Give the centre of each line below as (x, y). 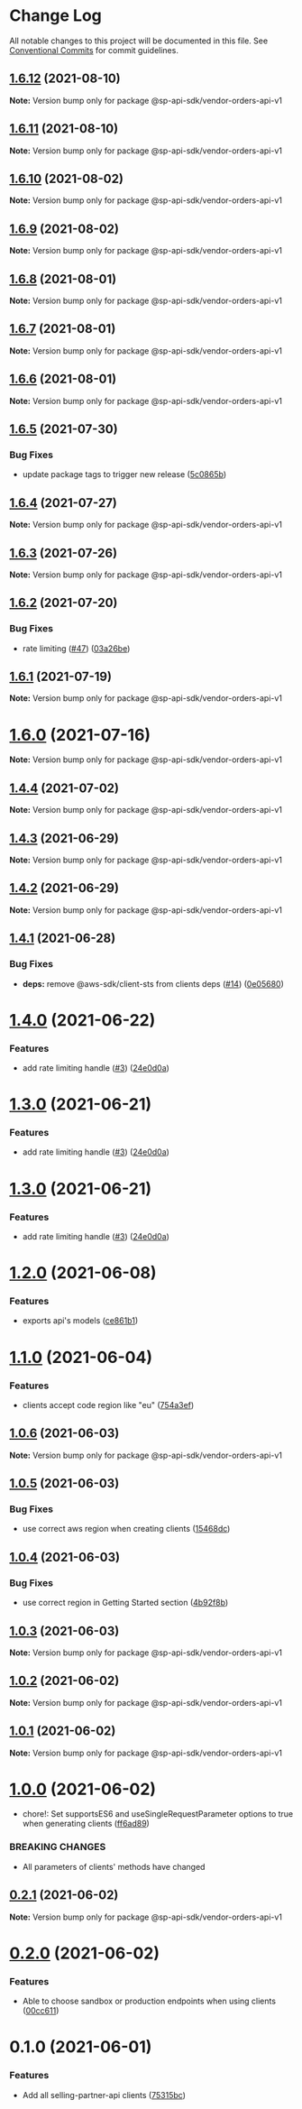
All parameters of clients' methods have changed (114, 1866)
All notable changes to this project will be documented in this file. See (139, 41)
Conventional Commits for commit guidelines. (94, 50)
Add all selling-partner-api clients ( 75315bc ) (104, 2095)
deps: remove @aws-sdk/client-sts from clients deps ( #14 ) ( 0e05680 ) (153, 983)
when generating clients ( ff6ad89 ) (86, 1824)
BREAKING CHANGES (58, 1847)
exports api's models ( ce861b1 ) (80, 1321)
